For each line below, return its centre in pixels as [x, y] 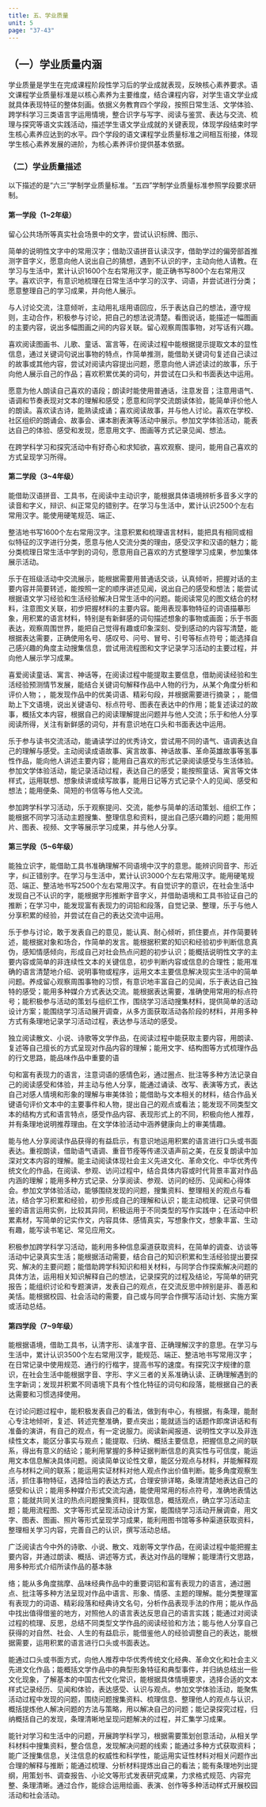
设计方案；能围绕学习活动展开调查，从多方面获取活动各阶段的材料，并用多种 [133, 1011]
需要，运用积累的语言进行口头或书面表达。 [84, 1643]
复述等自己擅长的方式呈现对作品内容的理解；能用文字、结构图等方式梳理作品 [133, 1048]
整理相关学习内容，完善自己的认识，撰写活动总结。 [91, 1530]
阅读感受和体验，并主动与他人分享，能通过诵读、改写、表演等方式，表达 [140, 1085]
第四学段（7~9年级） [43, 1326]
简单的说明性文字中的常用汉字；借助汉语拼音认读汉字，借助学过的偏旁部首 [129, 251]
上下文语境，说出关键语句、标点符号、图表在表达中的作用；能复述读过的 [133, 704]
